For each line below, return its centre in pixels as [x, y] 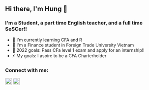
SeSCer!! [16, 29]
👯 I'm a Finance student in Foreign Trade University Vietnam [73, 45]
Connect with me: [27, 70]
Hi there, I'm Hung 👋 [36, 9]
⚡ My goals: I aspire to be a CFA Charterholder [59, 56]
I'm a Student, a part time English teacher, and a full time [74, 23]
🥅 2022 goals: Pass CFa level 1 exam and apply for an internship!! [78, 50]
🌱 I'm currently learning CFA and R [47, 40]
